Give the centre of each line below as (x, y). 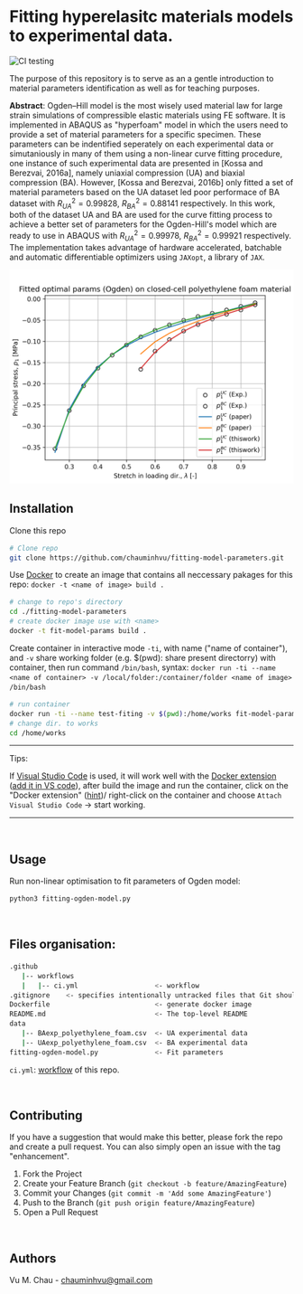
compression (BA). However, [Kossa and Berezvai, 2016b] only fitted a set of (151, 182)
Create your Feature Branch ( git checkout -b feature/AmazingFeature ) (155, 1184)
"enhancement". (40, 1157)
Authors (33, 1258)
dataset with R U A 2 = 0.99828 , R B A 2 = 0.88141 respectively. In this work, (142, 203)
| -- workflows (48, 976)
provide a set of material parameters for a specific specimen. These (135, 134)
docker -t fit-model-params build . (78, 631)
